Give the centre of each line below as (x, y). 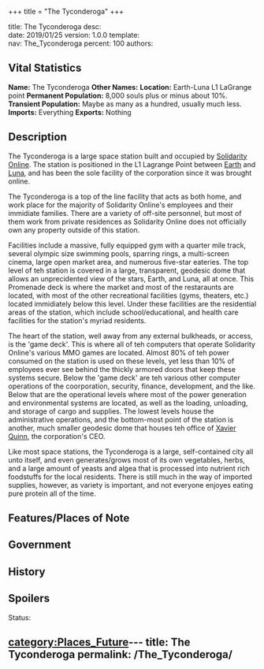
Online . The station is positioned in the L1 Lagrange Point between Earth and (132, 164)
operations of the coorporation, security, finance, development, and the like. (132, 386)
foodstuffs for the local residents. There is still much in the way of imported (130, 477)
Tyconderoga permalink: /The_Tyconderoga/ (120, 654)
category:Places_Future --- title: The (99, 642)
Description (37, 137)
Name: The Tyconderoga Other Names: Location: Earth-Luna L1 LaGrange (130, 87)
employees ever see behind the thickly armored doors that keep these (122, 369)
